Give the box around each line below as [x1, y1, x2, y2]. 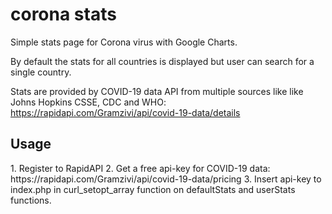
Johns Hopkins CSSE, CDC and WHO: [10, 96, 167, 108]
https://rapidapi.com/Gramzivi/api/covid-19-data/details [10, 106, 241, 118]
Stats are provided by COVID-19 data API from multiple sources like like [10, 85, 304, 97]
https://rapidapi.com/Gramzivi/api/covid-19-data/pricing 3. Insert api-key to [10, 173, 322, 185]
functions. [10, 194, 52, 206]
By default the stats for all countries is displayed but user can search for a [10, 55, 315, 67]
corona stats [10, 3, 117, 26]
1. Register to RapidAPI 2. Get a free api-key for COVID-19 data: [10, 162, 271, 174]
